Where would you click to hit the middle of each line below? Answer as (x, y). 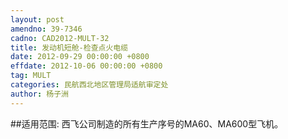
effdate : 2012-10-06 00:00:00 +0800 (86, 66)
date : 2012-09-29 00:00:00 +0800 (80, 57)
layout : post (37, 19)
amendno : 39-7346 (46, 29)
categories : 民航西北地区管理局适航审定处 (89, 85)
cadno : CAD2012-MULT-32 (60, 38)
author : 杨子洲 (39, 94)
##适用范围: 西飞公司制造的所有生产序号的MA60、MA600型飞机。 (147, 123)
